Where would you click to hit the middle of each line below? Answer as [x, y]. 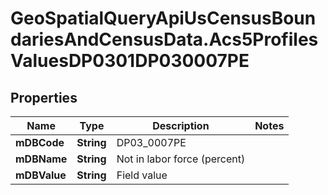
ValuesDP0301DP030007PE [130, 61]
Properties [44, 97]
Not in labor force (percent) [181, 159]
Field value [142, 175]
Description [181, 125]
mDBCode [40, 142]
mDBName [41, 159]
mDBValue [41, 175]
